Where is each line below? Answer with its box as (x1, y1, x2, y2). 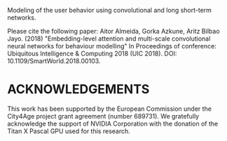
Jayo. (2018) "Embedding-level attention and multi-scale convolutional (7, 34, 211, 43)
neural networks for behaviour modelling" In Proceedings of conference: (7, 42, 217, 50)
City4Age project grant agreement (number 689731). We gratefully (7, 112, 200, 120)
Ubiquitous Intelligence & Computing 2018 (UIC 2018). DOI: (7, 49, 177, 58)
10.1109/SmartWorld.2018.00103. (7, 57, 101, 65)
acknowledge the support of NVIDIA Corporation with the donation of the (7, 119, 219, 128)
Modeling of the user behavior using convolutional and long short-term (7, 6, 212, 14)
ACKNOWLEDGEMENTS (7, 81, 150, 98)
